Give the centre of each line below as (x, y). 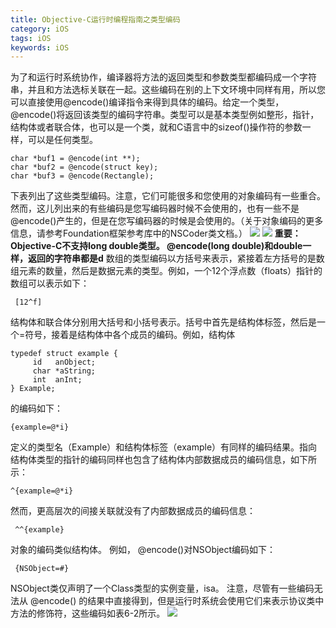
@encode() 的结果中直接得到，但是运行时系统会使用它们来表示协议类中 (177, 601)
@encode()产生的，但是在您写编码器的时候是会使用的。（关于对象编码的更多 (167, 221)
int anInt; (57, 380)
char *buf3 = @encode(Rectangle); (82, 176)
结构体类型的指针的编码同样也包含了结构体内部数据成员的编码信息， (150, 460)
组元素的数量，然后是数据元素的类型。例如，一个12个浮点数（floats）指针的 (166, 271)
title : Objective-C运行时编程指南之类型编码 (95, 19)
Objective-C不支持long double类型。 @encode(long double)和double (156, 246)
